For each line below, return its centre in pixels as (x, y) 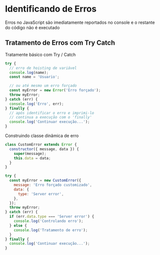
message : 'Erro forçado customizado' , (53, 185)
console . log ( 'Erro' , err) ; (37, 104)
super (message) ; (30, 153)
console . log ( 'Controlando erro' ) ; (48, 221)
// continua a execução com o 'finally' (51, 118)
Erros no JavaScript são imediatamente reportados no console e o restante (80, 22)
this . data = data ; (32, 158)
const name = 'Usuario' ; (34, 77)
